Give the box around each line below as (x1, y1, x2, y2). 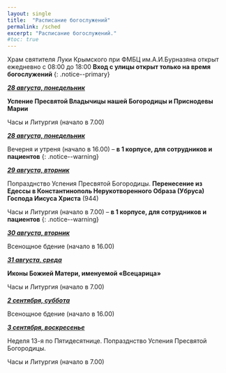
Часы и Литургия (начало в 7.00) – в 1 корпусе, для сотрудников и (7, 208, 207, 216)
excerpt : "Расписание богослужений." (7, 29, 117, 37)
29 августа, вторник (7, 166, 70, 174)
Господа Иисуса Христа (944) (7, 195, 99, 203)
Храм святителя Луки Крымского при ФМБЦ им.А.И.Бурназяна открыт (7, 55, 219, 63)
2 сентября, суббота (7, 296, 70, 305)
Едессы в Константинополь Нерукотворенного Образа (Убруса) (7, 187, 204, 195)
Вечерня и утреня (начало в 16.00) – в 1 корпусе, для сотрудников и (7, 145, 213, 153)
